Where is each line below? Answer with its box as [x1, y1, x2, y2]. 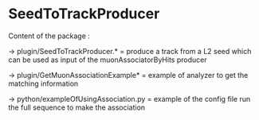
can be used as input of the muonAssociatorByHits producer [8, 55, 207, 64]
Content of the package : [8, 31, 90, 41]
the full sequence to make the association [8, 103, 146, 112]
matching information [8, 79, 79, 88]
